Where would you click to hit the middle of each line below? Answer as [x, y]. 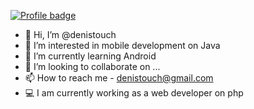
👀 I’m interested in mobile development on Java [122, 45]
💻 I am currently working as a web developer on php [134, 93]
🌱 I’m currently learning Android [90, 56]
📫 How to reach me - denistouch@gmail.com [119, 78]
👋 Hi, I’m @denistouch [70, 34]
